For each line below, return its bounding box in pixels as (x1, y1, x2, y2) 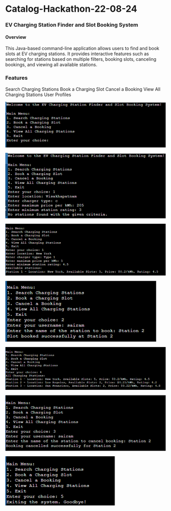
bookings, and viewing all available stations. (5, 62, 98, 68)
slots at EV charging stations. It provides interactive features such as (5, 51, 149, 57)
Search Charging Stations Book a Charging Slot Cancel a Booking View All (5, 86, 161, 92)
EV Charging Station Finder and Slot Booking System (5, 21, 138, 29)
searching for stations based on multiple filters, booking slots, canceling (5, 56, 157, 62)
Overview (5, 34, 26, 40)
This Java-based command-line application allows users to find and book (5, 45, 159, 52)
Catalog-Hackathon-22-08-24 (5, 3, 137, 15)
